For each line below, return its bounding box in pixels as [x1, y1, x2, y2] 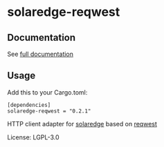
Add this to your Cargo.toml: [7, 88, 88, 97]
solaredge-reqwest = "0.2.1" [7, 108, 91, 115]
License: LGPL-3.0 [7, 133, 60, 141]
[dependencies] [7, 101, 51, 108]
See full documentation [7, 50, 74, 58]
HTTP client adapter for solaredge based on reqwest [7, 119, 158, 128]
